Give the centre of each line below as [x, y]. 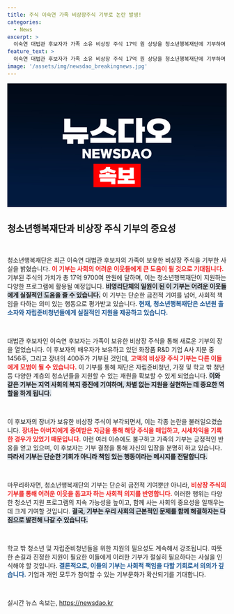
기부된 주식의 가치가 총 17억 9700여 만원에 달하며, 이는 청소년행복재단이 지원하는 [117, 278]
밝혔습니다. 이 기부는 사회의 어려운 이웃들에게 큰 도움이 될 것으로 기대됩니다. [122, 269]
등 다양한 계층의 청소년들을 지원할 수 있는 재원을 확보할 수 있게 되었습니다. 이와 [114, 376]
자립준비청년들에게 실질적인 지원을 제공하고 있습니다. [97, 313]
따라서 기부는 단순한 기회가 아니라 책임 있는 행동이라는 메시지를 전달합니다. [107, 457]
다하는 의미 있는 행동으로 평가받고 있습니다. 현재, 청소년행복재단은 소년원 [118, 304]
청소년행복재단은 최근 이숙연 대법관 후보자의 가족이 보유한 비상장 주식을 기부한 [113, 260]
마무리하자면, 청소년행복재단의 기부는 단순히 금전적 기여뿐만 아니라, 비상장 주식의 [117, 485]
